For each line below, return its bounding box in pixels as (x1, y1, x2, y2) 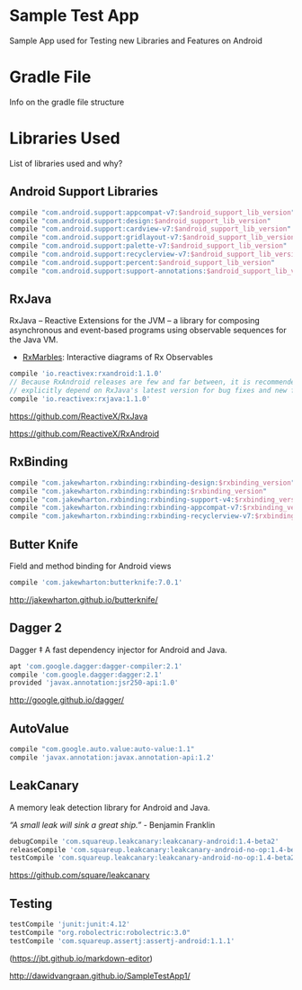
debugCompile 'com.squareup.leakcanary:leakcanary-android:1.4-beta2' (9, 837, 280, 846)
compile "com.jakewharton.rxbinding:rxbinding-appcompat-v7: (9, 504, 244, 513)
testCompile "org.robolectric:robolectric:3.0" (9, 928, 191, 937)
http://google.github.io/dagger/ (9, 695, 124, 705)
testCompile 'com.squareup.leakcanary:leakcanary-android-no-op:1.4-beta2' (9, 853, 299, 863)
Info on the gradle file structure (9, 96, 125, 107)
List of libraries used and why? (9, 158, 123, 168)
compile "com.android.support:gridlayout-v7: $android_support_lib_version (9, 233, 296, 242)
